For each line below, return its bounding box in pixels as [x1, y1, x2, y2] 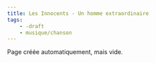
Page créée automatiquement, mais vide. [7, 48, 124, 56]
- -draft [19, 23, 45, 29]
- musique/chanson [19, 29, 72, 36]
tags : [7, 16, 23, 23]
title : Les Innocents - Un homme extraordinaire [7, 10, 149, 17]
